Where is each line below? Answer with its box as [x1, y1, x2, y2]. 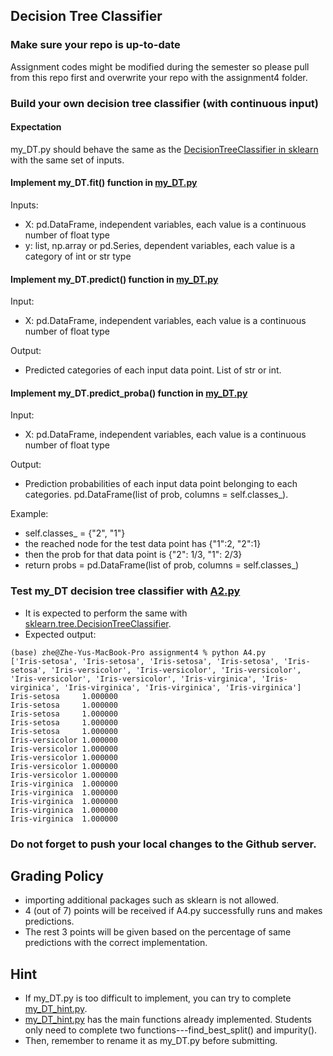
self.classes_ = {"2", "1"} [24, 527, 126, 539]
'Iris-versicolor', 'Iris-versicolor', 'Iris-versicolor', [50, 665, 302, 675]
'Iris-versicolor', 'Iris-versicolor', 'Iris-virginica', [10, 674, 257, 684]
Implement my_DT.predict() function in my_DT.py [10, 273, 219, 285]
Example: [10, 508, 49, 520]
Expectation [10, 121, 62, 133]
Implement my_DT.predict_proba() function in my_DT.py [10, 387, 248, 399]
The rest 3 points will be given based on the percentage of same [24, 926, 292, 938]
